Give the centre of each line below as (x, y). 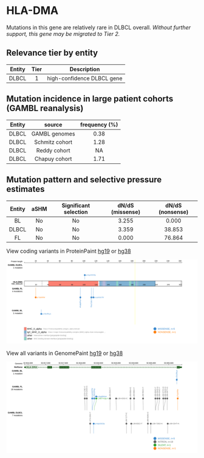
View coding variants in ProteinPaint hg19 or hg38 (69, 251)
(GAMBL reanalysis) (45, 108)
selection (76, 212)
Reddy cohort (53, 151)
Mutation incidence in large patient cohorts (90, 99)
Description (85, 69)
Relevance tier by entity (52, 53)
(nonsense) (174, 212)
